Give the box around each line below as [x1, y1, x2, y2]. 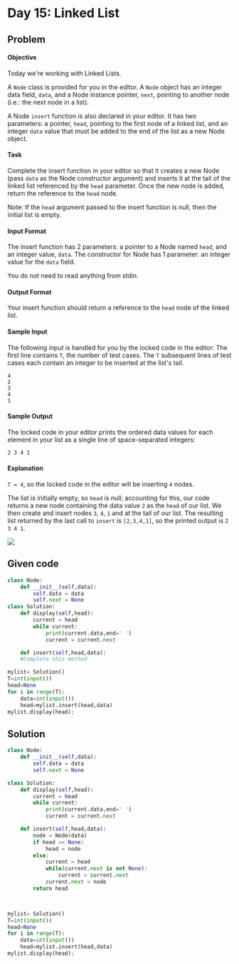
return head [33, 884, 69, 892]
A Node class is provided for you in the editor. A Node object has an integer [7, 83, 223, 91]
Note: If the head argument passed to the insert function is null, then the [7, 203, 217, 211]
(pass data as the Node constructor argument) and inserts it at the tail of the [7, 174, 231, 182]
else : [33, 852, 50, 859]
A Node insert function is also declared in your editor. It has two [7, 112, 197, 120]
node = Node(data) [33, 832, 87, 839]
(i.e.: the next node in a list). [7, 97, 89, 106]
